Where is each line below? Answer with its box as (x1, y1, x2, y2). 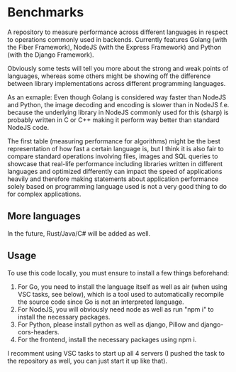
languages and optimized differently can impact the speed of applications (7, 167, 223, 175)
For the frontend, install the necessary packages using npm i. (17, 335, 197, 344)
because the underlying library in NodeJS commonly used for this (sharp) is (7, 108, 229, 116)
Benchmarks (7, 4, 84, 21)
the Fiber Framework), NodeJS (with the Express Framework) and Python (7, 43, 222, 51)
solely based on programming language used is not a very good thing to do (7, 182, 227, 190)
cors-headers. (17, 327, 60, 336)
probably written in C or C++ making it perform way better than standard (7, 115, 220, 124)
